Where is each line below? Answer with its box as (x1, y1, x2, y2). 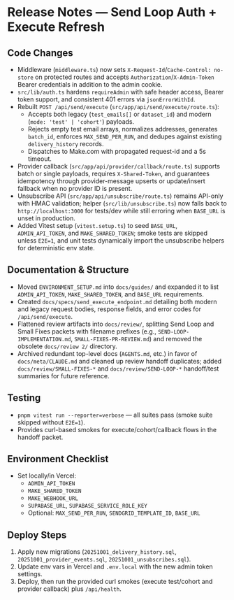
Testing (7, 392, 41, 404)
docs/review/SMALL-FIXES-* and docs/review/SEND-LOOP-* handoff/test (17, 364, 219, 373)
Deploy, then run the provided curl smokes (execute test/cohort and (17, 578, 213, 586)
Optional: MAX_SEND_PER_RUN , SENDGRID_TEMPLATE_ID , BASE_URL (27, 508, 200, 517)
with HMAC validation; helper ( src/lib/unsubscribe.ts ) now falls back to (17, 199, 227, 207)
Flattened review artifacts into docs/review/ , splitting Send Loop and (17, 320, 214, 328)
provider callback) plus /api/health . (17, 585, 122, 593)
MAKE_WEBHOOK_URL (27, 495, 79, 502)
